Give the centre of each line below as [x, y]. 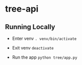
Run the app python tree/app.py [45, 57]
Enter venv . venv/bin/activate [44, 38]
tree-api [22, 9]
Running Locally [30, 27]
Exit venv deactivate [33, 48]
